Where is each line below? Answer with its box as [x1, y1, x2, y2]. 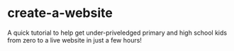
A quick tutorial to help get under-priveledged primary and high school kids [7, 28, 228, 37]
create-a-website [7, 5, 113, 21]
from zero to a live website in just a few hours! [7, 35, 142, 44]
